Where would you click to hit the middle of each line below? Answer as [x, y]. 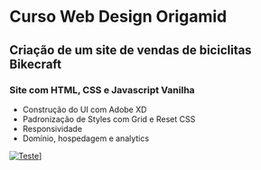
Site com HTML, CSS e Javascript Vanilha [103, 90]
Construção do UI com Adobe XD [84, 109]
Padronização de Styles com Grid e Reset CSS [109, 118]
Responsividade [52, 128]
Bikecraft [35, 64]
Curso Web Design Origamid [118, 17]
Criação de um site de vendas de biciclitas [130, 50]
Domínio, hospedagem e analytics [86, 138]
